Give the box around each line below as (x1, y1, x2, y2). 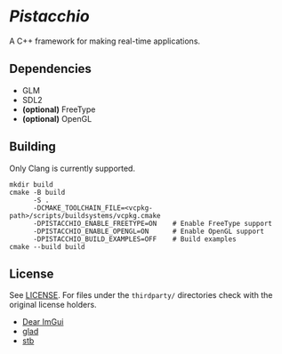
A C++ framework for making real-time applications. (9, 36, 201, 46)
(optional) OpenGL (21, 113, 93, 124)
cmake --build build (9, 242, 86, 251)
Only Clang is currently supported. (9, 163, 136, 173)
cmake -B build (9, 188, 66, 197)
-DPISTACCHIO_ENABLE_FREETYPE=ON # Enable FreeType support (32, 219, 273, 228)
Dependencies (9, 61, 92, 76)
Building (9, 140, 56, 155)
